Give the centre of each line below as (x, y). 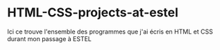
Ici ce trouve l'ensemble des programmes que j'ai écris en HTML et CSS (110, 32)
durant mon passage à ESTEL (50, 38)
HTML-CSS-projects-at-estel (93, 13)
